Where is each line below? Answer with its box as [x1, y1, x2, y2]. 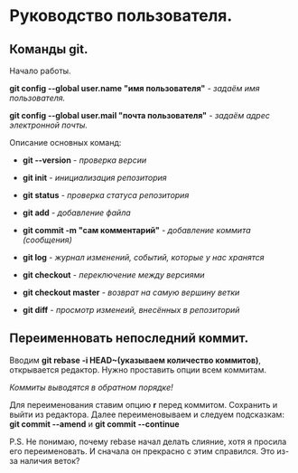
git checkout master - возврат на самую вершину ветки [22, 287, 240, 298]
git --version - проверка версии [22, 155, 147, 166]
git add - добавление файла [22, 207, 131, 218]
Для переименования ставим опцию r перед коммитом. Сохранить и [9, 399, 278, 410]
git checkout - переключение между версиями [22, 270, 205, 280]
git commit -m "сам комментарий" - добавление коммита [22, 225, 251, 235]
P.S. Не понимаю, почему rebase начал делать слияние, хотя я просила [9, 436, 287, 447]
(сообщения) [22, 234, 72, 245]
